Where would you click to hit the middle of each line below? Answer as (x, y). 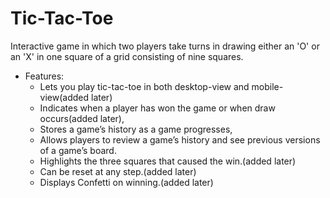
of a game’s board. (78, 150)
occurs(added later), (82, 118)
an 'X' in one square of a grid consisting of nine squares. (127, 56)
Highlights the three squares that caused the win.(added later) (168, 161)
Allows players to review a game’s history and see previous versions (180, 139)
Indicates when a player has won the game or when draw (157, 108)
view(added (64, 97)
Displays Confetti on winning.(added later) (126, 182)
